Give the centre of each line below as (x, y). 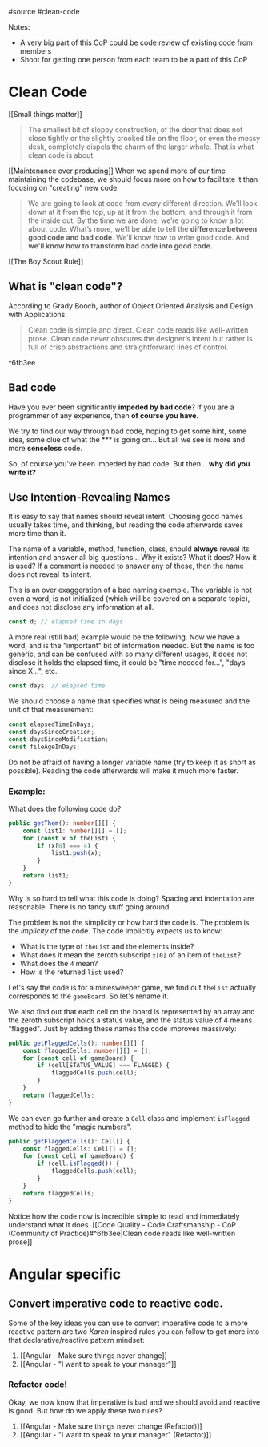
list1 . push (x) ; (76, 853)
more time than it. (37, 534)
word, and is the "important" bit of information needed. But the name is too (132, 646)
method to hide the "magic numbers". (70, 1127)
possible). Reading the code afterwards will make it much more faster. (123, 770)
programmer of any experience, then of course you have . (103, 415)
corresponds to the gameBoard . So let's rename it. (89, 996)
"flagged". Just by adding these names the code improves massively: (122, 1028)
